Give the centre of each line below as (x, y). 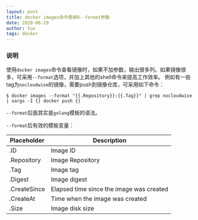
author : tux (21, 28)
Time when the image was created (99, 199)
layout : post (22, 12)
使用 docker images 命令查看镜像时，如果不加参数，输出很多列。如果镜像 (94, 70)
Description (110, 140)
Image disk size (72, 209)
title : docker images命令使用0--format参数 (58, 17)
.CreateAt (22, 199)
